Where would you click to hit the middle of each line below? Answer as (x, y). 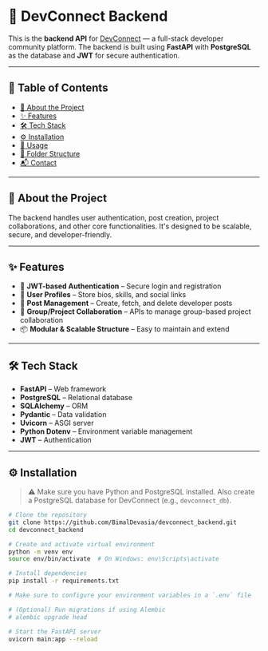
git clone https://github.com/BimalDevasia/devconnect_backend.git (123, 522)
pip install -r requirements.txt (64, 581)
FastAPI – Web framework (63, 389)
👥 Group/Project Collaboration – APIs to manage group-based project (135, 312)
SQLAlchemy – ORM (54, 406)
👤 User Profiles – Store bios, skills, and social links (103, 295)
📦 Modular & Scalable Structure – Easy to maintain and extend (124, 329)
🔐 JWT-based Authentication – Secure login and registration (120, 286)
